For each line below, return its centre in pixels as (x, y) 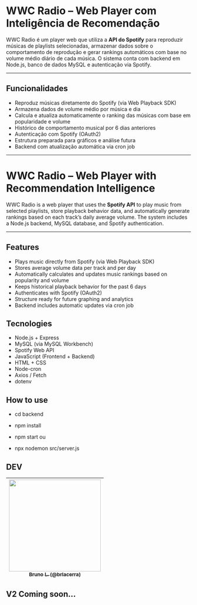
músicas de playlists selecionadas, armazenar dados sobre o (80, 46)
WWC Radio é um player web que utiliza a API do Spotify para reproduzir (95, 39)
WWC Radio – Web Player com (81, 11)
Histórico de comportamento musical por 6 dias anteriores (85, 128)
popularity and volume (42, 280)
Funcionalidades (37, 88)
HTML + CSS (30, 363)
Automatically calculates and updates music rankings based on (91, 274)
